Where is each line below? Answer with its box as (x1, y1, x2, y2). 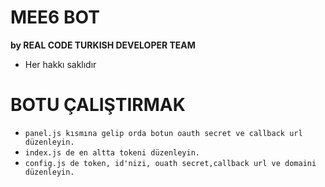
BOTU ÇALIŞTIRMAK (10, 94, 186, 116)
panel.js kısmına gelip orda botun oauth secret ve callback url (24, 128, 303, 138)
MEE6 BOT (10, 6, 100, 29)
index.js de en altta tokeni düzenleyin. (24, 147, 200, 158)
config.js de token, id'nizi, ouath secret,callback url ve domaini (24, 158, 317, 168)
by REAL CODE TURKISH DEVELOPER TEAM (10, 39, 196, 51)
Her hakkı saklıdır (24, 58, 97, 70)
